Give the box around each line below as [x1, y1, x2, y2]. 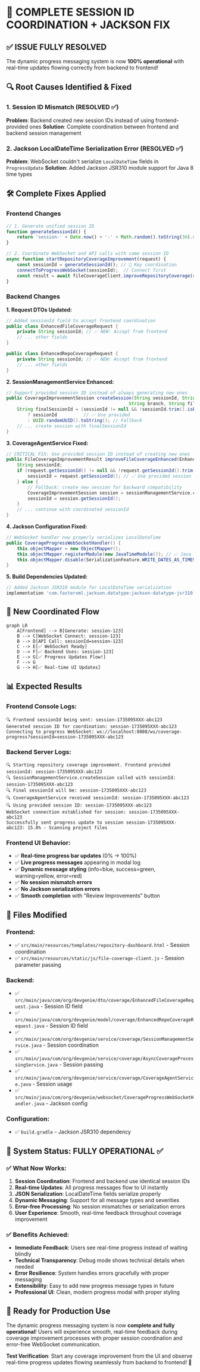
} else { [17, 478, 39, 485]
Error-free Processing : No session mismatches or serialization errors [14, 1203, 186, 1210]
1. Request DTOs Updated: [6, 306, 73, 313]
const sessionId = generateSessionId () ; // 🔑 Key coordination [17, 261, 177, 268]
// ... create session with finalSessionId [17, 423, 127, 429]
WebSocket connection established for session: [6, 809, 127, 815]
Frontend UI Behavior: [6, 838, 71, 847]
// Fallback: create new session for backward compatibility [27, 484, 183, 490]
